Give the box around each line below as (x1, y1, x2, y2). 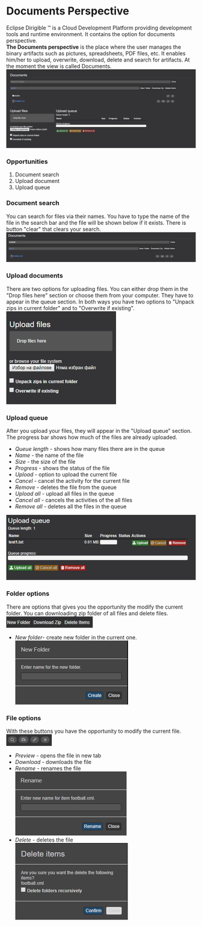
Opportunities (6, 158, 48, 166)
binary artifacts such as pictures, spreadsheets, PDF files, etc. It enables (6, 49, 186, 57)
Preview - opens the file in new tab (14, 752, 102, 759)
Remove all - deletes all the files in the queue (14, 503, 127, 510)
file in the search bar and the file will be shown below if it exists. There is (6, 219, 186, 226)
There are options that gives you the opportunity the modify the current (6, 603, 183, 611)
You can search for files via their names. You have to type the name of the (6, 213, 190, 220)
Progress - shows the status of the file (14, 465, 110, 472)
